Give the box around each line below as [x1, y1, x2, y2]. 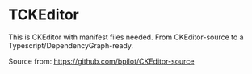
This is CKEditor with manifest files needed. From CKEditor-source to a [8, 32, 244, 42]
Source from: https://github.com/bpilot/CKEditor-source [8, 56, 195, 66]
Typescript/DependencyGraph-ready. [8, 40, 134, 50]
